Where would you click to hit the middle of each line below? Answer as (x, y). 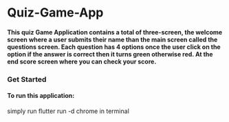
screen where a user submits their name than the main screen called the (112, 39)
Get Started (27, 79)
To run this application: (41, 96)
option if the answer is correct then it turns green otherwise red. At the (110, 54)
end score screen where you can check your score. (82, 61)
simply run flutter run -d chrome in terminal (68, 111)
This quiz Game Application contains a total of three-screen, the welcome (115, 32)
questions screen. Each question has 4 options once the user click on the (114, 47)
